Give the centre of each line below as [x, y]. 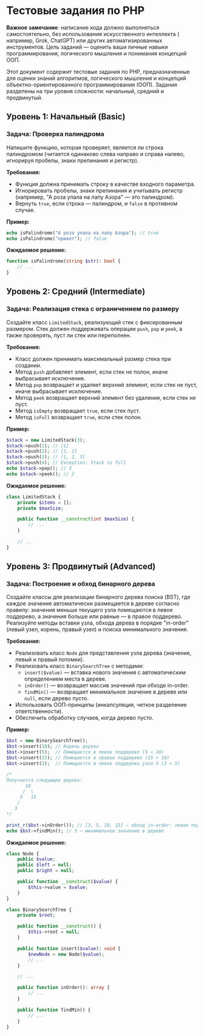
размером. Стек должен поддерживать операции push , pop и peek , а [94, 328]
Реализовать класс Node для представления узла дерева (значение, [103, 653]
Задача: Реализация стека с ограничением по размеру [93, 309]
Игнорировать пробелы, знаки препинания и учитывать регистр [99, 190]
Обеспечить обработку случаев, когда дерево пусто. [84, 718]
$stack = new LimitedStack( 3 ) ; [46, 440]
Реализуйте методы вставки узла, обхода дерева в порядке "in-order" [98, 623]
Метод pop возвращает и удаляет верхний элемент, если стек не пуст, [106, 385]
